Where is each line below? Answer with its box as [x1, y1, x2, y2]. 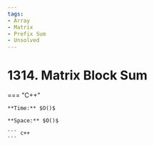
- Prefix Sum [7, 30, 46, 38]
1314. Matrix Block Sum [7, 68, 148, 84]
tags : [7, 10, 24, 18]
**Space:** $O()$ [7, 117, 59, 124]
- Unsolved [7, 37, 40, 44]
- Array [7, 17, 31, 24]
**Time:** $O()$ [7, 104, 56, 112]
